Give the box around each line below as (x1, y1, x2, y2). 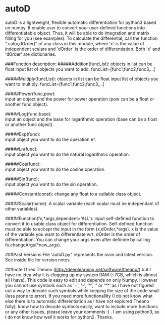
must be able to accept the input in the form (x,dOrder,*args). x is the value (5, 226, 159, 232)
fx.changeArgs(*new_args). (5, 242, 61, 248)
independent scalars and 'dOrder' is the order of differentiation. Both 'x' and (5, 46, 161, 52)
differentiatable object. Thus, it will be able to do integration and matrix (5, 30, 150, 36)
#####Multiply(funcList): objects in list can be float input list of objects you (5, 76, 159, 82)
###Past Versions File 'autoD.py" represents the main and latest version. (5, 251, 154, 257)
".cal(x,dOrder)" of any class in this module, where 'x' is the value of (5, 40, 145, 46)
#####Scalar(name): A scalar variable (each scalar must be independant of (5, 200, 160, 207)
